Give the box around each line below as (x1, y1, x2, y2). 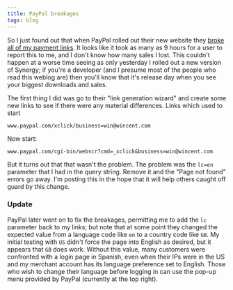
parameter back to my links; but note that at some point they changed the (7, 222, 218, 231)
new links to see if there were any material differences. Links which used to (7, 101, 223, 109)
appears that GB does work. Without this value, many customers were (7, 245, 205, 253)
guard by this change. (7, 182, 70, 190)
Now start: (7, 134, 38, 143)
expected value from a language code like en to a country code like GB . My (7, 230, 220, 238)
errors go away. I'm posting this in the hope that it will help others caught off (7, 175, 226, 183)
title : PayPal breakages (7, 10, 79, 17)
